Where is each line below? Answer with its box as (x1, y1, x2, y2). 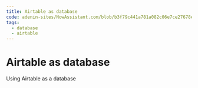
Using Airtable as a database (6, 75, 77, 82)
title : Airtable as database (6, 8, 78, 15)
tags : (6, 19, 19, 25)
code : (6, 14, 19, 20)
